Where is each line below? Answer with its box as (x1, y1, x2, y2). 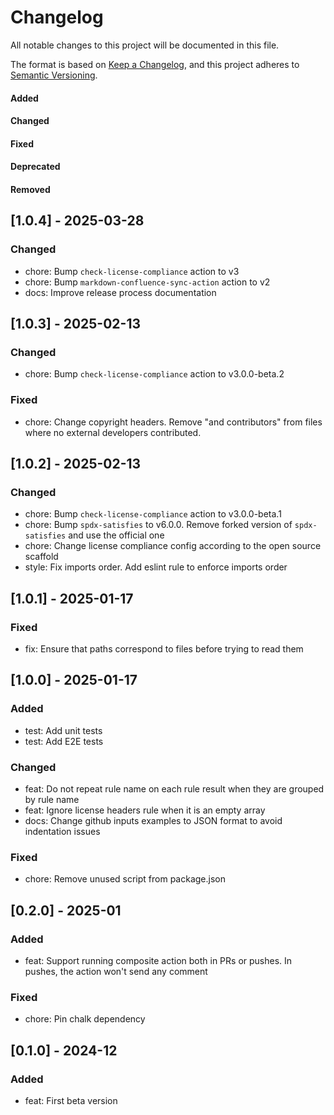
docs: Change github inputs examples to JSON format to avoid (24, 814, 283, 826)
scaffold (24, 551, 59, 563)
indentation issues (24, 825, 101, 837)
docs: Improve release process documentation (24, 286, 217, 298)
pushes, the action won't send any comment (24, 965, 208, 977)
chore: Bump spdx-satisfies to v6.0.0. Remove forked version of (24, 519, 293, 531)
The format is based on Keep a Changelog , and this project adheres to (10, 58, 300, 70)
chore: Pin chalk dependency (24, 1013, 146, 1025)
